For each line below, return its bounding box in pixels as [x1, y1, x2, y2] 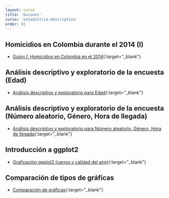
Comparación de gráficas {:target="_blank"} [12, 187, 103, 193]
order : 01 [5, 21, 26, 27]
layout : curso [5, 7, 35, 13]
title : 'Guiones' [5, 12, 42, 17]
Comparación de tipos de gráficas [5, 173, 115, 182]
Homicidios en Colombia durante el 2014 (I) [5, 40, 144, 48]
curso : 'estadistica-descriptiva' [5, 17, 78, 22]
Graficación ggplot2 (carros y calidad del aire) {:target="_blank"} [12, 159, 146, 165]
